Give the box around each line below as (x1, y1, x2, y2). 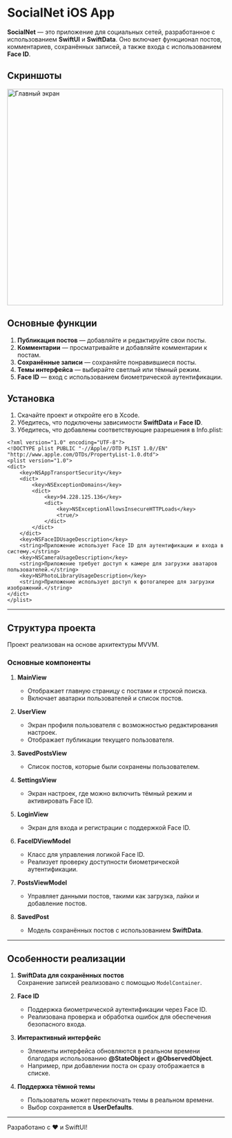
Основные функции (7, 317, 97, 330)
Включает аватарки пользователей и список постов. (27, 694, 184, 702)
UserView (17, 708, 47, 716)
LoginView (17, 810, 49, 819)
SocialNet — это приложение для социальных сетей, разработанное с (7, 28, 215, 36)
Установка (7, 393, 55, 404)
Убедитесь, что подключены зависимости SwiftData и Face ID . (17, 418, 203, 427)
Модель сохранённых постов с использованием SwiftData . (27, 926, 204, 934)
